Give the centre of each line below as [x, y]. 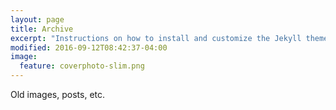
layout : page [37, 19]
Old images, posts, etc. [58, 94]
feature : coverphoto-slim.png [82, 66]
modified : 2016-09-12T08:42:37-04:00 [89, 47]
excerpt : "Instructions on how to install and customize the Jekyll [156, 38]
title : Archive [42, 29]
